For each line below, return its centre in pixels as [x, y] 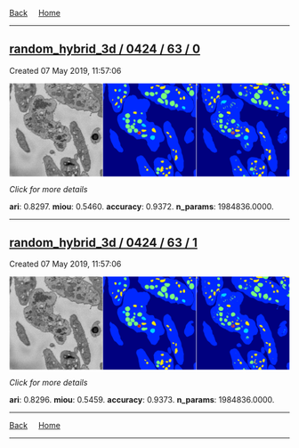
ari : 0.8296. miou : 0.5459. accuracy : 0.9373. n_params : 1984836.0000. [142, 400]
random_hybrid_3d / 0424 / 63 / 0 [105, 49]
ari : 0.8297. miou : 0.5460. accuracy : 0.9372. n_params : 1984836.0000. [141, 206]
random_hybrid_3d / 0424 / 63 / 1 [103, 243]
